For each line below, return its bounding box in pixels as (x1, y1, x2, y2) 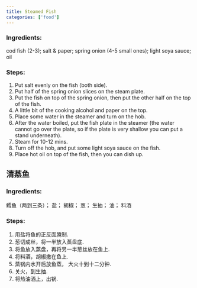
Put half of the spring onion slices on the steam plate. (14, 88, 145, 95)
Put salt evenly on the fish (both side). (14, 82, 108, 89)
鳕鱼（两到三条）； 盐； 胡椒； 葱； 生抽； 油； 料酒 (6, 202, 132, 209)
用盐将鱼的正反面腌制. (14, 231, 69, 238)
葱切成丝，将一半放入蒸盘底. (14, 238, 84, 245)
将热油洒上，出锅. (14, 276, 58, 283)
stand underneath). (14, 132, 62, 139)
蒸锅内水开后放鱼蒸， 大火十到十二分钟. (14, 261, 111, 268)
